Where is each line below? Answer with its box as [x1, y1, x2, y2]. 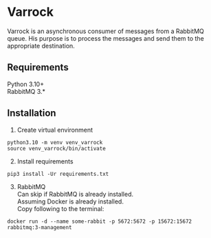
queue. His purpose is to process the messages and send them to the [7, 34, 204, 42]
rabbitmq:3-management [7, 224, 72, 231]
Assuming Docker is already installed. [16, 197, 124, 206]
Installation [7, 108, 56, 119]
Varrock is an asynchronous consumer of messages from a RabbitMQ [7, 27, 205, 35]
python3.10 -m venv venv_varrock [7, 139, 103, 146]
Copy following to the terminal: [16, 204, 104, 212]
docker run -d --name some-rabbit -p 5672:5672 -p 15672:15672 [7, 218, 192, 225]
